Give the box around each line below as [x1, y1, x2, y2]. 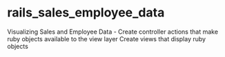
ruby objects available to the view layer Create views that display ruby [7, 34, 206, 43]
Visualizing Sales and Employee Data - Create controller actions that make [7, 27, 219, 36]
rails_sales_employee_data [7, 5, 165, 21]
